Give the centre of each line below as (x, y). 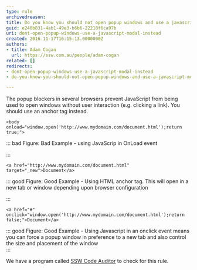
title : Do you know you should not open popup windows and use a (87, 22)
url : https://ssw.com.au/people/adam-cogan (65, 55)
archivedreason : (26, 17)
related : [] (21, 60)
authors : (17, 45)
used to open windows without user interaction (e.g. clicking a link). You (93, 105)
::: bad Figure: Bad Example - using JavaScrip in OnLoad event (82, 143)
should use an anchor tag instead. (47, 112)
